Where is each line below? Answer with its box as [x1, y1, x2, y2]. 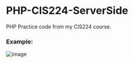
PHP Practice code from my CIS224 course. [6, 23, 112, 30]
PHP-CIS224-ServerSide [6, 4, 128, 17]
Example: [6, 38, 33, 46]
